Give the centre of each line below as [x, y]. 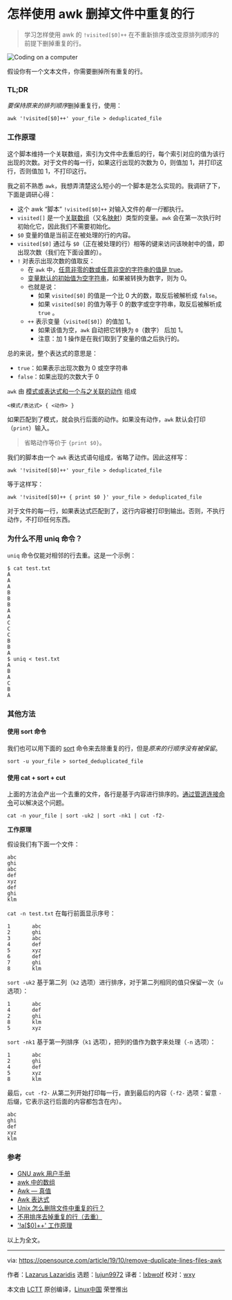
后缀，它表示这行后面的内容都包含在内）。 [66, 1102]
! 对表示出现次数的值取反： [56, 260]
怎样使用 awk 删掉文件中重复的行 [101, 14]
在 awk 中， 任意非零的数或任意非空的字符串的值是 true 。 [107, 269]
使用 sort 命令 [27, 732]
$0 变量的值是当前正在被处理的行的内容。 [76, 235]
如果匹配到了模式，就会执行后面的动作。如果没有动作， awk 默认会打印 [106, 419]
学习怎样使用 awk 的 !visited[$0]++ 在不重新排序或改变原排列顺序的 [122, 35]
